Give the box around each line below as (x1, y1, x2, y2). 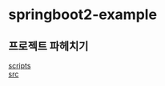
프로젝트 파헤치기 (8, 39, 89, 53)
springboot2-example (8, 6, 158, 24)
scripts (8, 61, 31, 70)
